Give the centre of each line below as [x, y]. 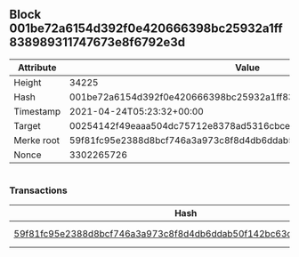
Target [28, 125]
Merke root [37, 140]
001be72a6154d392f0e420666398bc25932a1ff [146, 29]
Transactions [39, 190]
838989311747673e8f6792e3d [97, 42]
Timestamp [37, 111]
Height [28, 82]
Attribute [37, 68]
